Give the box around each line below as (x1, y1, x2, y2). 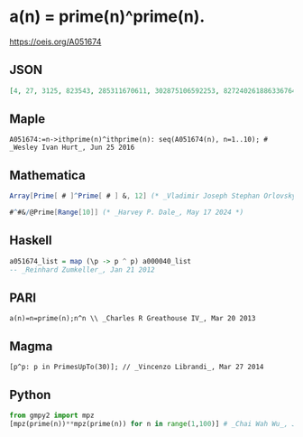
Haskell (9, 233, 52, 248)
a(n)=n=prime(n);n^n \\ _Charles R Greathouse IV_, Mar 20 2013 (9, 314, 256, 323)
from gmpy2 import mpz (9, 411, 95, 420)
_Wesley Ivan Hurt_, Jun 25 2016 (9, 143, 135, 153)
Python (9, 386, 51, 403)
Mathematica (9, 167, 86, 182)
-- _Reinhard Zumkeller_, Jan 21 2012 (9, 265, 155, 274)
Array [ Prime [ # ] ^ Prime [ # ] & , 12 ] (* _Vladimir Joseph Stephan (9, 191, 261, 200)
